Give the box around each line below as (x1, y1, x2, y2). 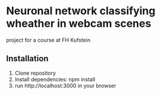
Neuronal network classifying (6, 4, 156, 18)
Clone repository (14, 69, 56, 77)
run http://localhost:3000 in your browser (14, 82, 116, 89)
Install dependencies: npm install (14, 75, 96, 83)
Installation (6, 53, 49, 64)
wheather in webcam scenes (6, 17, 151, 30)
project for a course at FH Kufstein (6, 36, 91, 43)
